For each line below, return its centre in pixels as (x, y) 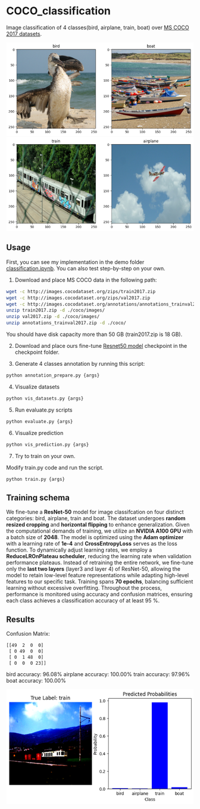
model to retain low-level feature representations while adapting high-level (98, 575)
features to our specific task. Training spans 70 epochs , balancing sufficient (100, 581)
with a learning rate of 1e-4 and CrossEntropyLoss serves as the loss (92, 544)
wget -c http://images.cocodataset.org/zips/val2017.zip (78, 298)
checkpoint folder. (37, 352)
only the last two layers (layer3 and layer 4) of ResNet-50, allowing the (93, 569)
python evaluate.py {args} (40, 421)
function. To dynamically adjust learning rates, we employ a (79, 550)
